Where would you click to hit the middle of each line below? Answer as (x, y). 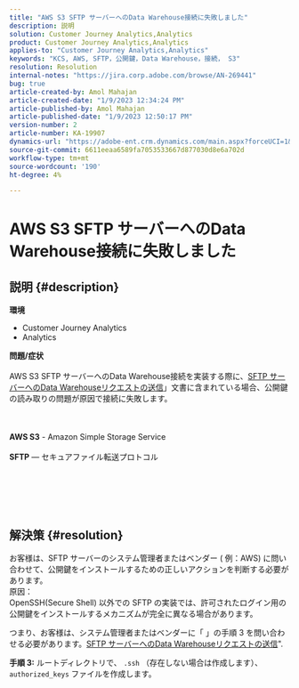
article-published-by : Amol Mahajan (77, 109)
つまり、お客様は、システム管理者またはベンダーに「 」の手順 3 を (132, 633)
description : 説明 (42, 26)
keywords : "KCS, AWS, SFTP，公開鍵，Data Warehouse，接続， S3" (125, 59)
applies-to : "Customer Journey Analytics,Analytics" (109, 51)
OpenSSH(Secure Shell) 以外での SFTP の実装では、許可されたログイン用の (148, 603)
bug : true (28, 84)
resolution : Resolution (53, 68)
